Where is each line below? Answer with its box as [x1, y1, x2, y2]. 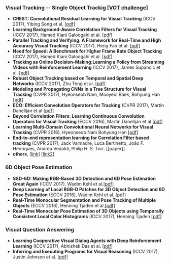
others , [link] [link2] [12, 151, 55, 157]
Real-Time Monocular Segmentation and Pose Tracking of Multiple [12, 197, 156, 203]
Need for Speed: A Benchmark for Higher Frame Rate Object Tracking [12, 48, 162, 55]
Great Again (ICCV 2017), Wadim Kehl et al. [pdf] [12, 180, 114, 187]
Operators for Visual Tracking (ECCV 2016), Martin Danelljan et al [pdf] [12, 119, 163, 125]
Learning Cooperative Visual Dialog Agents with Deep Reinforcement [12, 237, 161, 244]
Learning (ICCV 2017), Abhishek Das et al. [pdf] [12, 243, 113, 249]
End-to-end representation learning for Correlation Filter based [12, 135, 149, 141]
